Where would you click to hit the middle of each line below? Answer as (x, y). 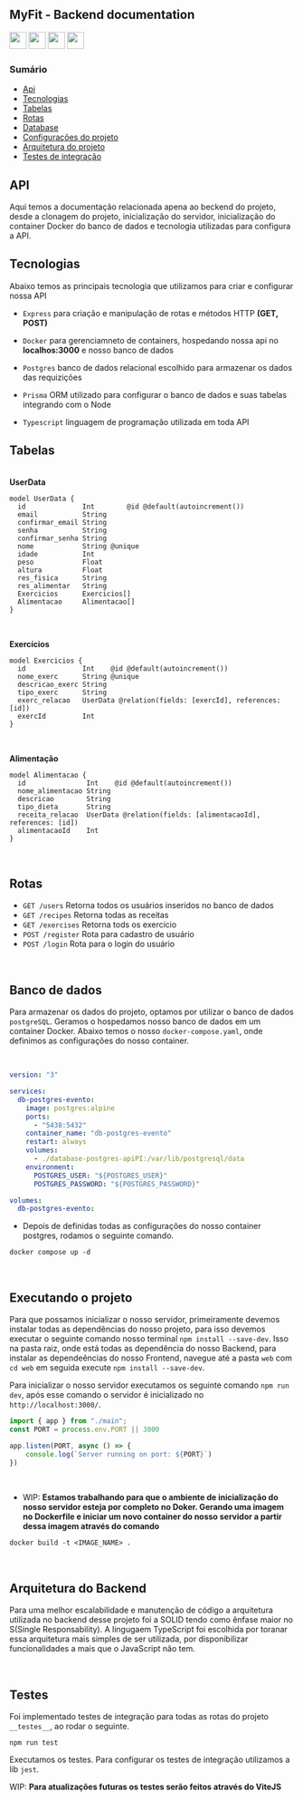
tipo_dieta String (64, 807)
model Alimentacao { (48, 775)
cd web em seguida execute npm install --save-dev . (107, 1368)
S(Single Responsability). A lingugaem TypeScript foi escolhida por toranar (148, 1630)
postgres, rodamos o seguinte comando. (98, 1235)
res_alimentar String (62, 586)
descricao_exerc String (62, 684)
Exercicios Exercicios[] (74, 594)
